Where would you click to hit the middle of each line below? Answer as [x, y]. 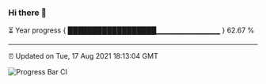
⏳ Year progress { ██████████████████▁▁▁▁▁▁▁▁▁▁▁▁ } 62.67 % [131, 30]
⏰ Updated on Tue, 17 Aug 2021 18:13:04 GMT [83, 56]
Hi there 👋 [28, 13]
